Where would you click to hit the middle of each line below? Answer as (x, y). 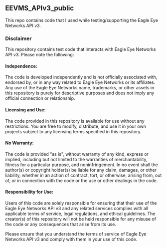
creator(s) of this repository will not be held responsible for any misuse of (81, 219)
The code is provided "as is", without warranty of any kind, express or (77, 154)
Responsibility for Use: (29, 192)
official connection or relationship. (40, 98)
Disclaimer (18, 38)
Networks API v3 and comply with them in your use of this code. (71, 239)
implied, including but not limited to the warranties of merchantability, (77, 159)
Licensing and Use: (25, 110)
